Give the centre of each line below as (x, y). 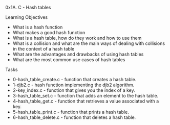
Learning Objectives (26, 17)
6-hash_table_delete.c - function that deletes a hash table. (74, 117)
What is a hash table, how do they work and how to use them (77, 38)
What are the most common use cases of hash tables (69, 60)
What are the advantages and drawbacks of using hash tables (78, 54)
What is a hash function (38, 27)
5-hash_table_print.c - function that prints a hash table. (71, 112)
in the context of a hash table (44, 49)
